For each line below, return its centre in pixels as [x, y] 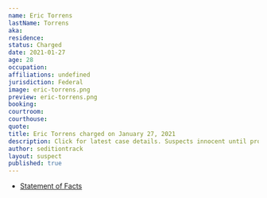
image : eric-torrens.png [49, 89]
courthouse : [28, 119]
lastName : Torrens [39, 23]
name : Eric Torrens [41, 16]
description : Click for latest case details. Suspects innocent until [128, 141]
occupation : [28, 68]
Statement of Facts [51, 186]
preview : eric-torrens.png [53, 97]
